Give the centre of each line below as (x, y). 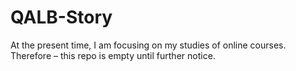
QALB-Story (61, 17)
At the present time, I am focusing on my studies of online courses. (148, 45)
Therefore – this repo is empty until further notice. (113, 55)
